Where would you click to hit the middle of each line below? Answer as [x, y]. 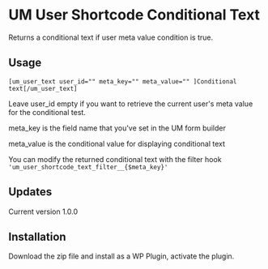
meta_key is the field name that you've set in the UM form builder [117, 128]
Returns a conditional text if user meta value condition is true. [111, 37]
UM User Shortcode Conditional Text [134, 15]
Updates [30, 192]
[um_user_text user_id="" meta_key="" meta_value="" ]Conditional [123, 81]
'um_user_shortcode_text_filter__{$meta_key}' [88, 167]
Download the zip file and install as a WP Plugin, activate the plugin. [121, 256]
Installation [37, 237]
